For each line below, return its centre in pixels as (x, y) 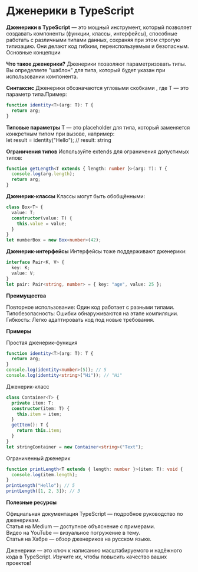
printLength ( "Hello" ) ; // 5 (41, 486)
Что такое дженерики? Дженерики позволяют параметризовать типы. (96, 64)
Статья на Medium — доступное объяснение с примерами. (81, 526)
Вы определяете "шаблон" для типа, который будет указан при (86, 70)
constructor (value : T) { (42, 218)
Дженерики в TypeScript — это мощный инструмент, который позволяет (99, 27)
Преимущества (26, 295)
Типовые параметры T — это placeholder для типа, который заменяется (98, 127)
